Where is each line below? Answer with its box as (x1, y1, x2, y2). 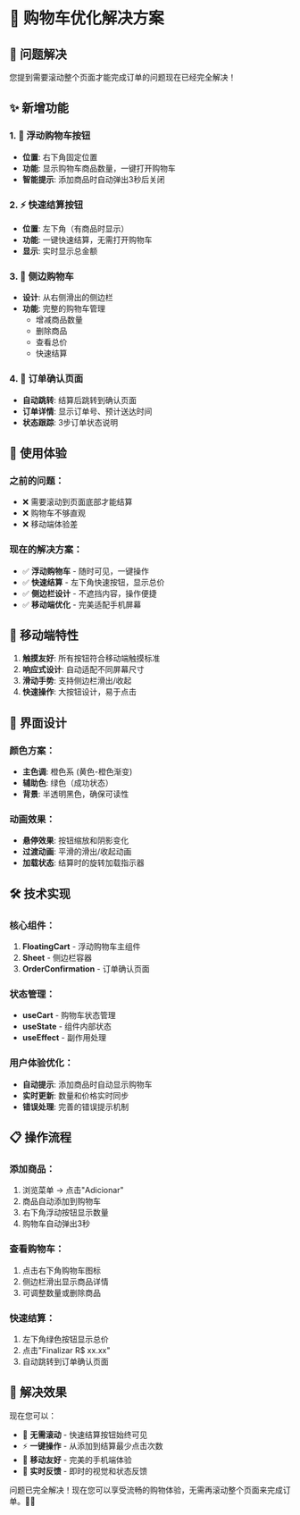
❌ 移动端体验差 (21, 519, 79, 530)
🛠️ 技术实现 (9, 886, 71, 901)
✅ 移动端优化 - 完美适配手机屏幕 (21, 599, 141, 610)
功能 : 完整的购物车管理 (21, 303, 105, 314)
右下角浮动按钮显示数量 (21, 1208, 109, 1218)
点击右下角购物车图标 (21, 1265, 101, 1275)
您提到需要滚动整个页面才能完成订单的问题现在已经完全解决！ (9, 72, 237, 82)
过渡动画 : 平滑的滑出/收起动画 (21, 846, 132, 857)
